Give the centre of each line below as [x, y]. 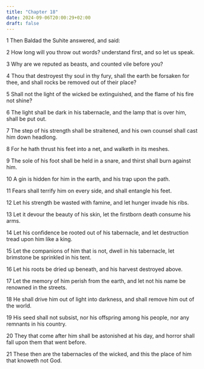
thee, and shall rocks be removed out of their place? [71, 82]
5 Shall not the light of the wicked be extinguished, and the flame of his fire [100, 94]
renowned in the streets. [37, 287]
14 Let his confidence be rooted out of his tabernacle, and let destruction [97, 233]
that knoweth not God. [34, 360]
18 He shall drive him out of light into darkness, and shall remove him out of [100, 300]
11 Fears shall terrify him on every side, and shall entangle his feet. [89, 191]
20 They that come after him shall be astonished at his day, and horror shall [101, 336]
